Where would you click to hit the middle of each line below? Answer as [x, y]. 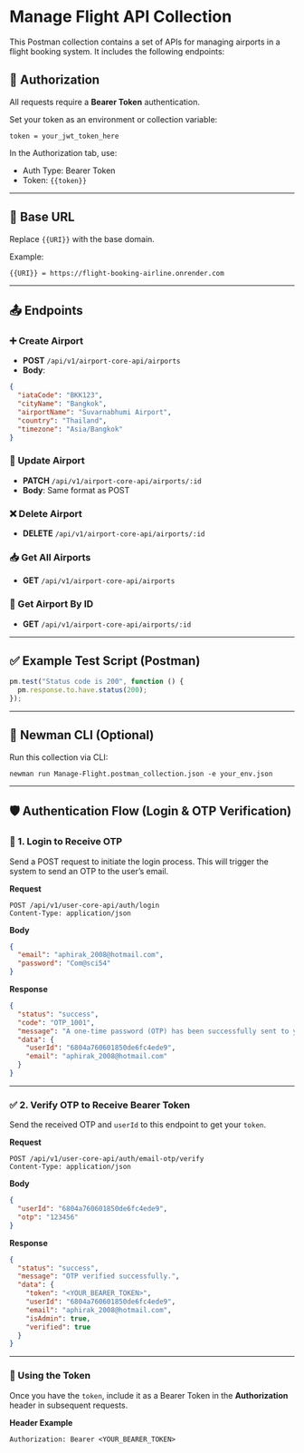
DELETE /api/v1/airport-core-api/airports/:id [114, 533]
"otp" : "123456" [48, 1217]
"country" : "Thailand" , [62, 420]
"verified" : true [58, 1327]
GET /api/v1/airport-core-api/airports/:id [107, 624]
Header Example [41, 1422]
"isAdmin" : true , [58, 1318]
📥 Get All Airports [50, 557]
